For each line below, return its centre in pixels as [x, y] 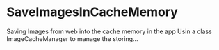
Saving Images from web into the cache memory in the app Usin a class [109, 31]
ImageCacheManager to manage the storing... [72, 38]
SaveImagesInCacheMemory [92, 12]
